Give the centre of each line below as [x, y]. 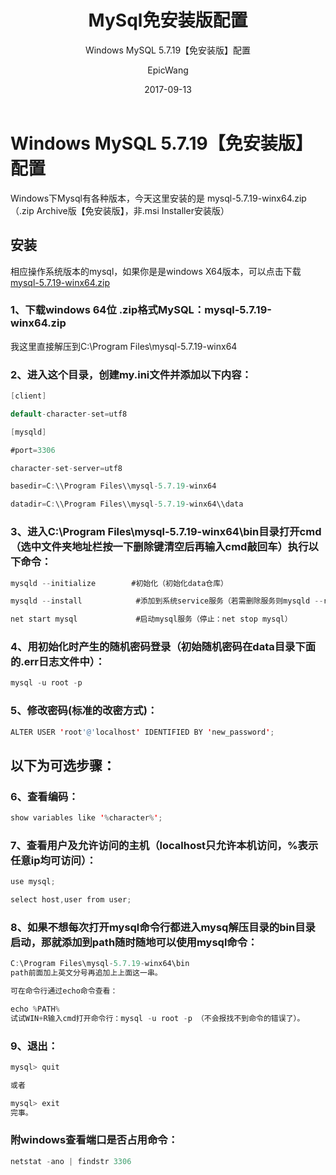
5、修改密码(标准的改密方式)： [84, 711]
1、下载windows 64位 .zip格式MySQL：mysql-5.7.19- [141, 310]
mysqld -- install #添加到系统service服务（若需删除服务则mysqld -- [167, 601]
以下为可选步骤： [63, 765]
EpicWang [168, 70]
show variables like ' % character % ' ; [86, 818]
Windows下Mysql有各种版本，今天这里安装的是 [107, 198]
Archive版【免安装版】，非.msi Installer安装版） [133, 210]
